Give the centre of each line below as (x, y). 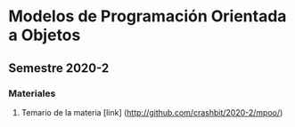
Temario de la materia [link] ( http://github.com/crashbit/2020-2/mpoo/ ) (152, 112)
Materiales (32, 93)
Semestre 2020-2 (59, 68)
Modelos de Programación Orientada (147, 16)
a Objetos (45, 35)
